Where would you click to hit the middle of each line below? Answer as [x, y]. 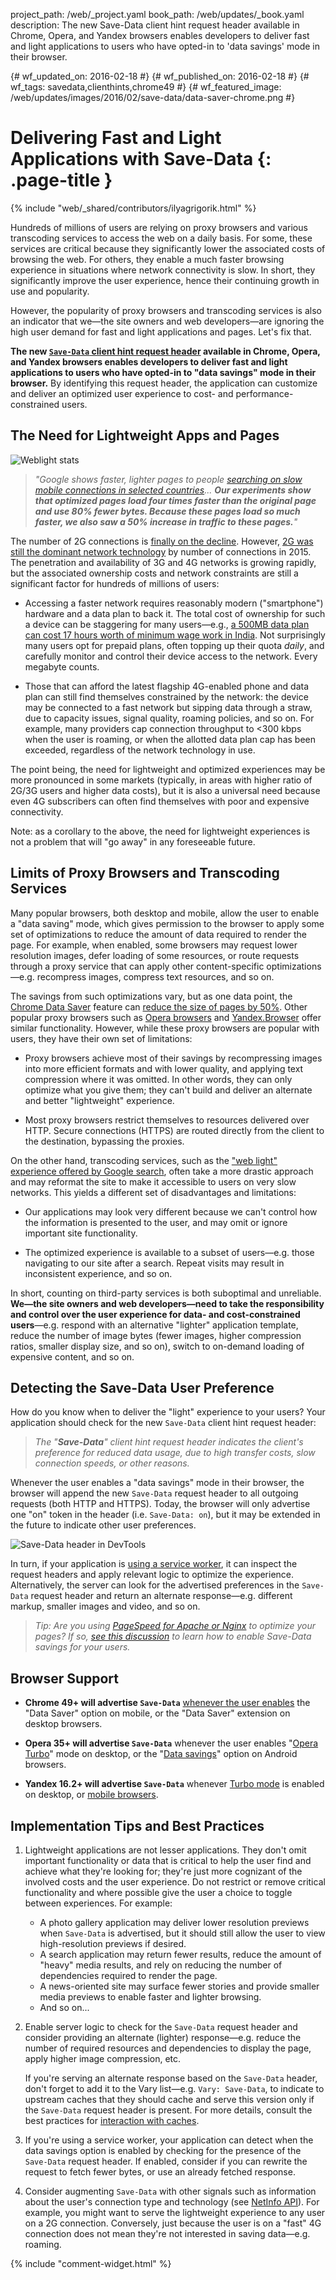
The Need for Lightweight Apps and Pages [145, 435]
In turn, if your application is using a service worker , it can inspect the [154, 1564]
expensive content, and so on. [72, 1356]
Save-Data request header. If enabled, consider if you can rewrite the [166, 2161]
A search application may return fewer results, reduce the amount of [180, 1954]
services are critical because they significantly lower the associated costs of [168, 248]
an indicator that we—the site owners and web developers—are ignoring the [167, 321]
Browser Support [65, 1678]
